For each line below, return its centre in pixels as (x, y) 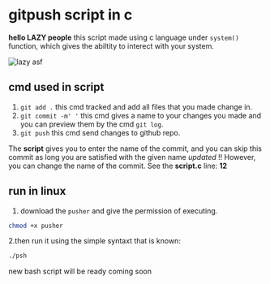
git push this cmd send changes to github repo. (100, 132)
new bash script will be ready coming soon (80, 271)
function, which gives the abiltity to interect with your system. (111, 45)
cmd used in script (56, 87)
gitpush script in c (71, 15)
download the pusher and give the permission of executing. (119, 211)
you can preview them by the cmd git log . (92, 124)
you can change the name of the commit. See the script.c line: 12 (118, 166)
